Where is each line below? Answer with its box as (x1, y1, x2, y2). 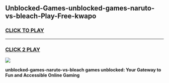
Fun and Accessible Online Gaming (5, 72, 80, 78)
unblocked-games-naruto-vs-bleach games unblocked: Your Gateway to (5, 66, 161, 72)
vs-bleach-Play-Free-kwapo (5, 12, 97, 21)
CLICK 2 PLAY (5, 46, 40, 53)
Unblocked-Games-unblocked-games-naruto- (5, 4, 155, 13)
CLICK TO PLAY (5, 27, 44, 34)
